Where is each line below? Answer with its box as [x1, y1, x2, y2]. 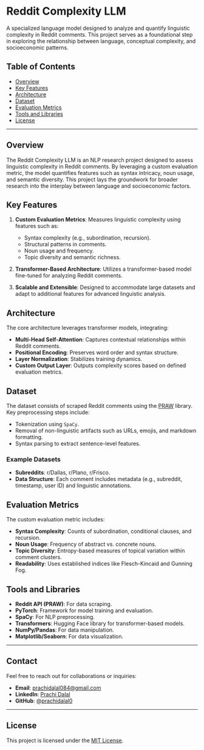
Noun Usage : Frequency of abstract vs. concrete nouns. [15, 541, 157, 548]
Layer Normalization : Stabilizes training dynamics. [15, 355, 143, 363]
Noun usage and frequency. [24, 247, 94, 254]
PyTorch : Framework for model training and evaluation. [15, 607, 154, 614]
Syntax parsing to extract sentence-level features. [15, 440, 141, 447]
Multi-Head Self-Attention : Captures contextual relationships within [15, 336, 186, 343]
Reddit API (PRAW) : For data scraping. [15, 600, 112, 607]
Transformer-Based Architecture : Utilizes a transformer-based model [15, 265, 192, 273]
